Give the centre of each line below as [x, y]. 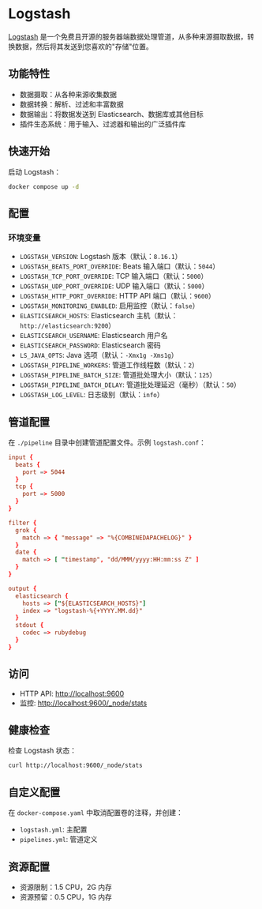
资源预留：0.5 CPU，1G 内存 [66, 896]
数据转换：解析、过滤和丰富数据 [71, 104]
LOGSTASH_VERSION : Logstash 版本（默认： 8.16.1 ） [101, 257]
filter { [22, 523]
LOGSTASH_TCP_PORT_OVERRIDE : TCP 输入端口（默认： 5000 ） [114, 276]
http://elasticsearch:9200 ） [67, 325]
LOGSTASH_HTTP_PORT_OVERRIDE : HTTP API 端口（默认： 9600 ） [117, 296]
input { [21, 457]
